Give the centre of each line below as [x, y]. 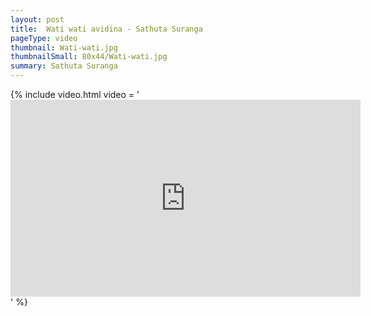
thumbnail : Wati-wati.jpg [64, 47]
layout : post [37, 19]
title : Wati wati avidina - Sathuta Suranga [106, 29]
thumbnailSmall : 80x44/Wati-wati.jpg [89, 57]
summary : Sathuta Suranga [64, 66]
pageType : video [44, 38]
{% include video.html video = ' [75, 94]
